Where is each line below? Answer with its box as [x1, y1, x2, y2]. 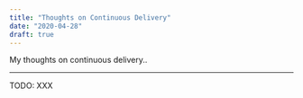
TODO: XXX [9, 80, 53, 91]
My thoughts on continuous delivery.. [9, 55, 148, 66]
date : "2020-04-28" [9, 22, 83, 31]
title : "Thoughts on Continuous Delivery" [9, 13, 171, 22]
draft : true [9, 30, 54, 39]
